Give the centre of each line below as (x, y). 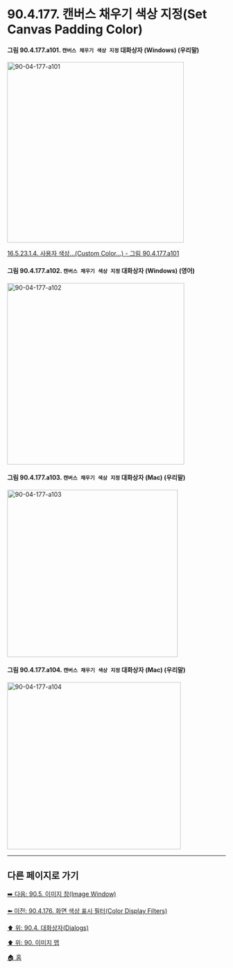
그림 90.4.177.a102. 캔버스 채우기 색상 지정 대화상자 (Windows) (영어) (101, 270)
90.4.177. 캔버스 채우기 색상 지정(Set (107, 14)
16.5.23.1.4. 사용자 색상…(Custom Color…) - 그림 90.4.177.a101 (93, 254)
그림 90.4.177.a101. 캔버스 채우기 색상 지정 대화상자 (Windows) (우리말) (103, 50)
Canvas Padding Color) (75, 30)
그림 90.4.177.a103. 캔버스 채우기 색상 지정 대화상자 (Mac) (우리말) (96, 477)
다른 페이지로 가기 (43, 876)
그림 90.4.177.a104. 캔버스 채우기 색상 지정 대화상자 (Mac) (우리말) (96, 670)
